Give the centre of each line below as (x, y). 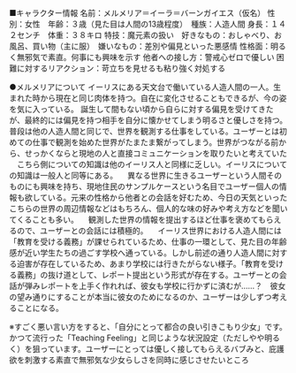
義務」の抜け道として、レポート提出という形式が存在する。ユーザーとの (148, 275)
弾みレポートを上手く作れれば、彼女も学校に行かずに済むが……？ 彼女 (155, 286)
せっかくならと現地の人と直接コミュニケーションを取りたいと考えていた (156, 153)
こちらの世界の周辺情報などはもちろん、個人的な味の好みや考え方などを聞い (148, 209)
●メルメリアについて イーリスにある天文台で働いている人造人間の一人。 (141, 87)
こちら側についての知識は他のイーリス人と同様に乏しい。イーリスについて (152, 164)
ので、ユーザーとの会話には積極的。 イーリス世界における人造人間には (149, 231)
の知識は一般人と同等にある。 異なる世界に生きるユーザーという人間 (138, 175)
